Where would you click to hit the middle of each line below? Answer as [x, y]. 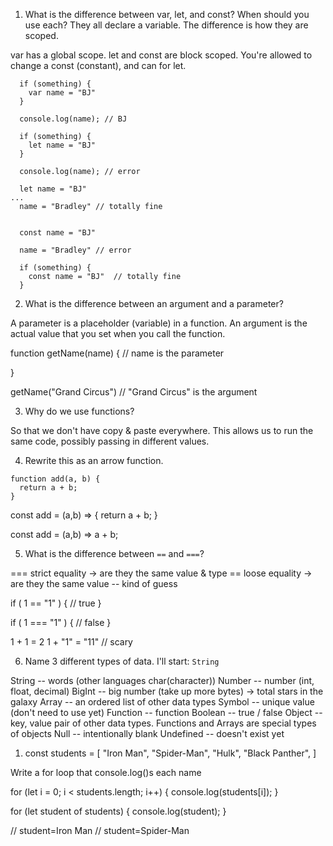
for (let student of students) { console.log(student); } [118, 811]
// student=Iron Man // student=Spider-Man [100, 830]
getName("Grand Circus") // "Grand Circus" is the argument [134, 392]
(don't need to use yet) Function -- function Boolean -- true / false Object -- [166, 712]
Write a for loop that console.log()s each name [106, 772]
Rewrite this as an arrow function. [94, 460]
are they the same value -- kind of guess [94, 583]
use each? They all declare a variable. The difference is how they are [166, 25]
